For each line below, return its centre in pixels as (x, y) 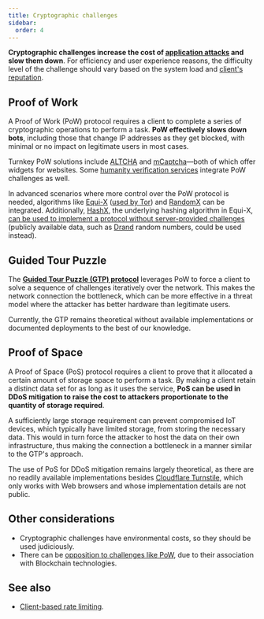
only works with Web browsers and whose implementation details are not (127, 486)
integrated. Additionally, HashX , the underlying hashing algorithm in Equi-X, (131, 210)
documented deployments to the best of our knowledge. (100, 328)
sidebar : (22, 23)
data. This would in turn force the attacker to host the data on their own (124, 437)
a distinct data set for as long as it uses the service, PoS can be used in (125, 388)
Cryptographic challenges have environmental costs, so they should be (135, 538)
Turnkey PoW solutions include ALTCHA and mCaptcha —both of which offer (132, 161)
